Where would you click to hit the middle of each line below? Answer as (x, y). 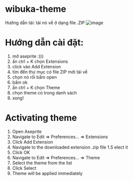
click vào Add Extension (37, 66)
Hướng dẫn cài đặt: (44, 43)
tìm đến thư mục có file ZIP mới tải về (50, 72)
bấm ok (20, 82)
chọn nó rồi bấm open (35, 77)
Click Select (24, 168)
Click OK (21, 152)
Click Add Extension (32, 142)
